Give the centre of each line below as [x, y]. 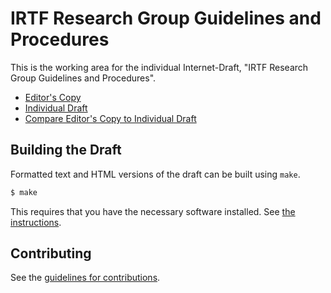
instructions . [36, 222]
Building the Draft [66, 150]
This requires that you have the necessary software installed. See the [153, 211]
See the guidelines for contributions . [85, 278]
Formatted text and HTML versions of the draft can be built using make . [155, 174]
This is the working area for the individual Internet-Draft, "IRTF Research [159, 67]
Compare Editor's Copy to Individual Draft [110, 118]
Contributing [51, 253]
